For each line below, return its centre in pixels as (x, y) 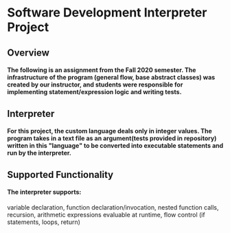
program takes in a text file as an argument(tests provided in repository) (112, 138)
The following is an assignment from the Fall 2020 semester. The (102, 70)
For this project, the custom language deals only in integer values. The (110, 131)
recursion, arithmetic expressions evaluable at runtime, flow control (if (106, 214)
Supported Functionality (60, 174)
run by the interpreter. (39, 153)
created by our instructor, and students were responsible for (95, 85)
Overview (28, 53)
